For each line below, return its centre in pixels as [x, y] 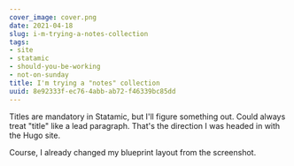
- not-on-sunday [39, 75]
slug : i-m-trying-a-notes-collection [79, 34]
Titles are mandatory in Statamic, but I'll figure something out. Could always [147, 117]
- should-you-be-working [55, 67]
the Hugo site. [35, 135]
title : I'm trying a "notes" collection [85, 83]
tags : [19, 42]
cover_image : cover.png [53, 17]
